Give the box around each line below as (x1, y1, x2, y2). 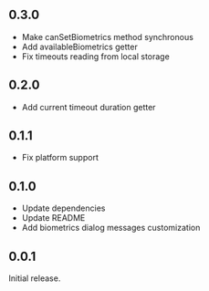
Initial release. (8, 273, 61, 284)
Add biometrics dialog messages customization (21, 223, 201, 234)
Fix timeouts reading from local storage (21, 50, 170, 62)
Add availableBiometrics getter (21, 41, 138, 52)
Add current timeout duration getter (21, 101, 156, 112)
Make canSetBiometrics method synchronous (21, 31, 193, 42)
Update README (21, 213, 86, 223)
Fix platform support (21, 152, 99, 163)
